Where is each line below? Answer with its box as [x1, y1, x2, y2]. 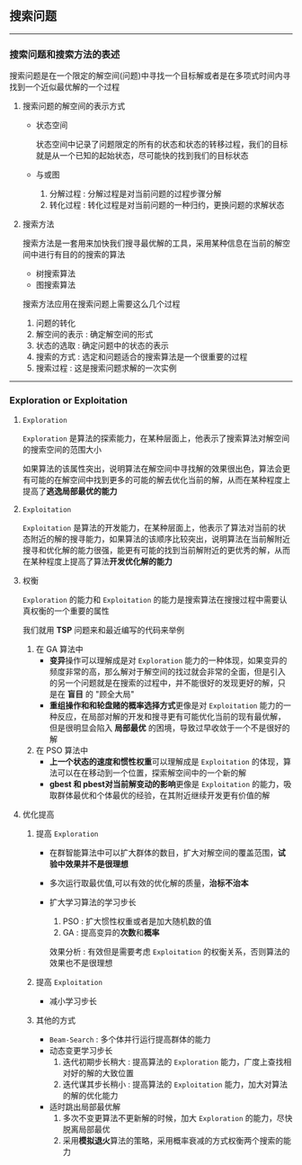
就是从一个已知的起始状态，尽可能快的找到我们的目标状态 [35, 150, 249, 161]
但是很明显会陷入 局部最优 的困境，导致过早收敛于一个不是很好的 [49, 722, 290, 733]
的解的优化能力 [62, 1090, 119, 1101]
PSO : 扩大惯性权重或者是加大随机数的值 [62, 916, 212, 927]
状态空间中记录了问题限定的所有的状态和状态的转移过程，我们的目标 [35, 139, 289, 150]
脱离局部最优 [62, 1124, 111, 1135]
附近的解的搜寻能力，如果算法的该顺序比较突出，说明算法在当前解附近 [30, 533, 290, 544]
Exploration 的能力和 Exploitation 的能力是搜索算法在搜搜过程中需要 [22, 595, 280, 605]
